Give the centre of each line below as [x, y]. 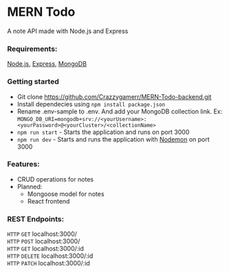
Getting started [33, 82]
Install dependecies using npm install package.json [91, 104]
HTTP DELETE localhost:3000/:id [50, 256]
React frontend [48, 201]
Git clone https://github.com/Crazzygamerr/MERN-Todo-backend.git [114, 96]
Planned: [30, 186]
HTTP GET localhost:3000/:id [46, 249]
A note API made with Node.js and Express [68, 31]
